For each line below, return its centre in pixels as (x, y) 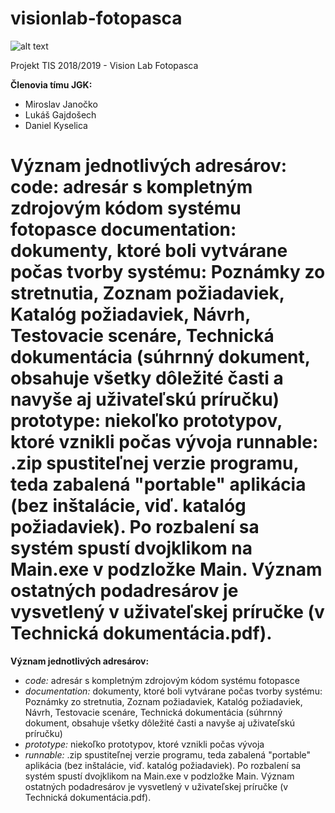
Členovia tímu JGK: (51, 84)
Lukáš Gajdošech (60, 114)
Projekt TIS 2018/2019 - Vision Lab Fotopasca (104, 65)
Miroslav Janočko (61, 104)
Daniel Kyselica (56, 125)
